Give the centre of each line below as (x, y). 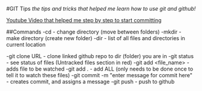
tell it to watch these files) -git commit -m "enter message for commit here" (99, 75)
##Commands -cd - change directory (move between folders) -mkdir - (94, 32)
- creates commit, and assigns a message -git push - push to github (90, 81)
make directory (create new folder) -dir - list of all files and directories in (96, 38)
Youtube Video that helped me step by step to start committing (84, 20)
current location (26, 45)
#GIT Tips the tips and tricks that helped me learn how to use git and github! (101, 9)
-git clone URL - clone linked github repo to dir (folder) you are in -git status (100, 56)
